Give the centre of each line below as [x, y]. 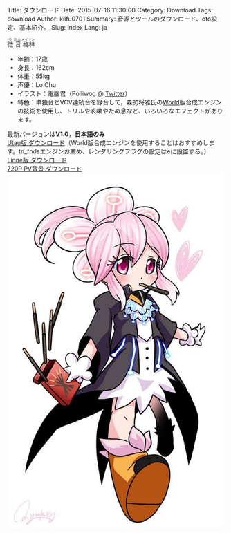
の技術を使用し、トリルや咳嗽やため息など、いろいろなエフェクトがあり [120, 111]
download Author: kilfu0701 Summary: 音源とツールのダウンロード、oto [109, 19]
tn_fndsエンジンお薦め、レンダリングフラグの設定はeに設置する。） [114, 151]
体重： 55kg [34, 76]
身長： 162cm [36, 67]
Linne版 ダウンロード [37, 160]
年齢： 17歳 [33, 59]
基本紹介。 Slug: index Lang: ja [63, 27]
